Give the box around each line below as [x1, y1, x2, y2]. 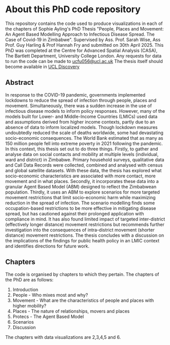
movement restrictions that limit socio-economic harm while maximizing [5, 194, 156, 200]
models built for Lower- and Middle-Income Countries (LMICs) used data [5, 113, 158, 119]
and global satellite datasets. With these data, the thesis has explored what [5, 167, 162, 173]
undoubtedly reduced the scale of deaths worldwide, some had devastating [5, 130, 164, 136]
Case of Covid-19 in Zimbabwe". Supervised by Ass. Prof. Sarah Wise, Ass [5, 37, 161, 43]
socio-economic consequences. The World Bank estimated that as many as [5, 135, 163, 141]
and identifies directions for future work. [5, 243, 90, 249]
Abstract [5, 78, 34, 87]
